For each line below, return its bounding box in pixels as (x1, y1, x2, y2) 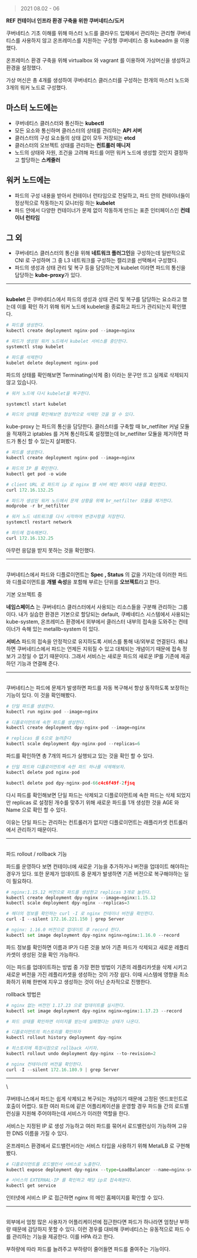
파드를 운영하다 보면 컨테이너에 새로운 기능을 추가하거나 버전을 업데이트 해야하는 (6, 863, 189, 870)
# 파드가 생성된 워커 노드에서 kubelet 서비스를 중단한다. (6, 338, 129, 345)
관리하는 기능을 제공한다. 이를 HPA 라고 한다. (12, 1233, 115, 1240)
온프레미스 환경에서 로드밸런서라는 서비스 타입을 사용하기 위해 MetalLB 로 (6, 1142, 175, 1149)
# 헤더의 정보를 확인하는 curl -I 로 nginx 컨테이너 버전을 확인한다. (6, 911, 155, 917)
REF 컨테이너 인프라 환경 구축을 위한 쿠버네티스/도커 (6, 17, 124, 24)
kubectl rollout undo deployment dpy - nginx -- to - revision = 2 (6, 1051, 157, 1057)
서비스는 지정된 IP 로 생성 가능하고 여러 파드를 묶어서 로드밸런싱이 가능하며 (6, 1122, 177, 1129)
